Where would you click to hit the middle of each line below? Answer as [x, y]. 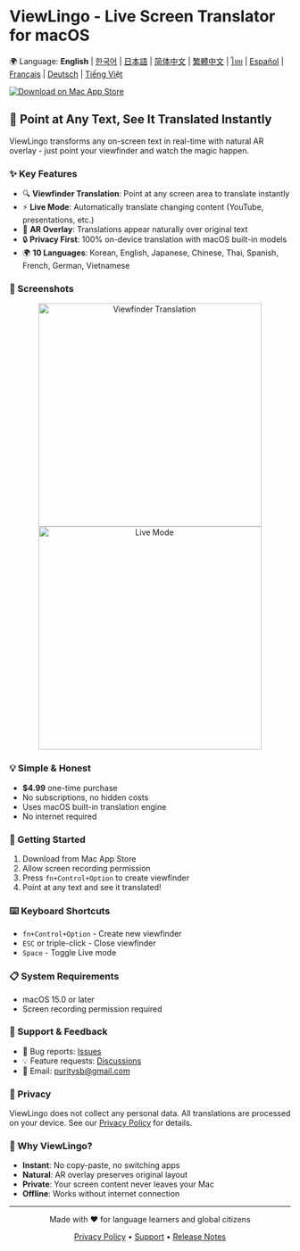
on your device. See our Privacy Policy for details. [101, 1123]
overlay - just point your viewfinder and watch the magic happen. [129, 150]
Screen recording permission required [92, 1009]
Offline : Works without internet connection [101, 1194]
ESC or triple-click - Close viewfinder [89, 943]
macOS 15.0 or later [58, 999]
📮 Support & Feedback [58, 1031]
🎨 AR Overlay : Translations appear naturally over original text [135, 229]
